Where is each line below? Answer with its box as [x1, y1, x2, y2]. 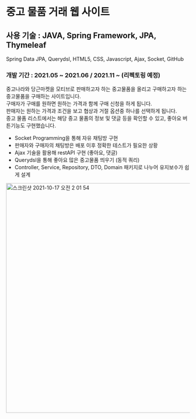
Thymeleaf [6, 40, 47, 50]
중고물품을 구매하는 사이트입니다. [6, 93, 82, 100]
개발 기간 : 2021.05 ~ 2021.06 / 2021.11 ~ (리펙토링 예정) [6, 71, 160, 79]
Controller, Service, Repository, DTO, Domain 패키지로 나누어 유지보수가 [14, 164, 184, 171]
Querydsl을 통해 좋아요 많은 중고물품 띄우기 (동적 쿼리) [14, 156, 140, 164]
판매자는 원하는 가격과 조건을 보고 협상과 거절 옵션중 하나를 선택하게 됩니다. [6, 108, 177, 115]
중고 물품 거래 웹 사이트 [6, 5, 110, 19]
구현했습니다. [26, 122, 57, 129]
